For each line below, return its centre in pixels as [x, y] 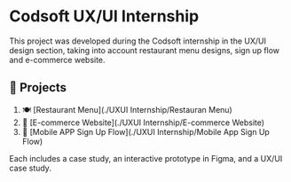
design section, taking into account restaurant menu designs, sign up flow [145, 50]
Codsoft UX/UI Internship [104, 16]
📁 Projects [38, 87]
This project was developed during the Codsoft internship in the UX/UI [138, 41]
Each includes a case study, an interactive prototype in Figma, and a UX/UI [146, 158]
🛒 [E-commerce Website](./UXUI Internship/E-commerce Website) [143, 123]
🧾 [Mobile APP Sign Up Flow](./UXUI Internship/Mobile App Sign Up [146, 131]
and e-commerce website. [57, 59]
